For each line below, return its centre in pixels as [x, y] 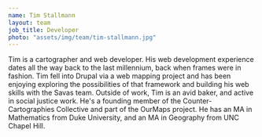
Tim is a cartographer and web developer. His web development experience [131, 59]
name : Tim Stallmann [42, 15]
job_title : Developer [44, 30]
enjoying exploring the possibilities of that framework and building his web [129, 85]
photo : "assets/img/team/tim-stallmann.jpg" [82, 37]
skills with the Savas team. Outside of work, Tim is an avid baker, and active [131, 93]
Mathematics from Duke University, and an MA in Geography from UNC [124, 117]
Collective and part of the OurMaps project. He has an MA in [154, 110]
